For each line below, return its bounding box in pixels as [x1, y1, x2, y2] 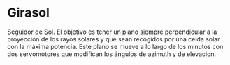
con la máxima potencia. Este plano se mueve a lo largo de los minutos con [7, 42, 224, 50]
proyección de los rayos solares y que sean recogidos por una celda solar [7, 35, 220, 43]
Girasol [7, 5, 50, 21]
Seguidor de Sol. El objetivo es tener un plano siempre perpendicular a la [7, 28, 217, 36]
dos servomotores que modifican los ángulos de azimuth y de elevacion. [7, 50, 217, 58]
